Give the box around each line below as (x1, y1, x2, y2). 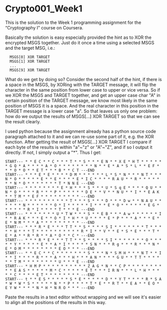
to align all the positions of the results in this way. (5, 299, 106, 305)
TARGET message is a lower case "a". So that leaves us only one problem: (5, 108, 158, 114)
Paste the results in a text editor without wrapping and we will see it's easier (5, 294, 162, 300)
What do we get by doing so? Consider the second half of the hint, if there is (5, 76, 162, 82)
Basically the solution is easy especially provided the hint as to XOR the (5, 34, 152, 40)
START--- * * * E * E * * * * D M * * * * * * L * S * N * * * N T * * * (5, 172, 162, 177)
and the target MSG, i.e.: (5, 45, 56, 51)
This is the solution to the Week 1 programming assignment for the (5, 19, 142, 25)
